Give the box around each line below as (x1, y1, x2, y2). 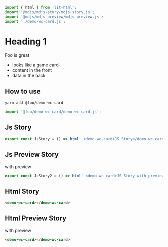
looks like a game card (12, 62, 59, 68)
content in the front (12, 67, 52, 73)
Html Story (5, 187, 40, 195)
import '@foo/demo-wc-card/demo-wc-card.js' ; (5, 109, 101, 115)
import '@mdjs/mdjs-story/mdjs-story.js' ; (5, 9, 95, 15)
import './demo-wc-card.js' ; (5, 19, 66, 24)
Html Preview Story (5, 214, 67, 223)
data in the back (12, 73, 46, 79)
